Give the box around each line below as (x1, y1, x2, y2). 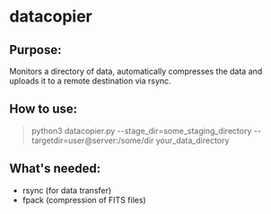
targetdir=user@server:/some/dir (31, 135, 154, 146)
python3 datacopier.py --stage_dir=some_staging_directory (31, 125, 252, 136)
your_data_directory (155, 135, 230, 146)
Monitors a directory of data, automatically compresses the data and (9, 66, 263, 76)
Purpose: (9, 42, 62, 58)
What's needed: (9, 161, 101, 176)
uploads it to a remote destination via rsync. (9, 76, 172, 86)
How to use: (9, 102, 78, 117)
